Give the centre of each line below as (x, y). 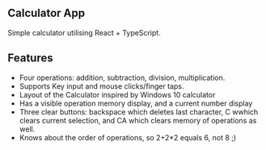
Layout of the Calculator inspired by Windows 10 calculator (117, 94)
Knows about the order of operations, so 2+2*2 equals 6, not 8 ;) (128, 137)
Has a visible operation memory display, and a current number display (136, 103)
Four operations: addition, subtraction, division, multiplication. (122, 77)
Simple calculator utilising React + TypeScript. (84, 32)
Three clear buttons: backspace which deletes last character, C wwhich (139, 111)
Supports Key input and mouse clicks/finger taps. (101, 86)
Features (30, 58)
